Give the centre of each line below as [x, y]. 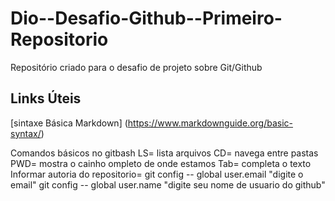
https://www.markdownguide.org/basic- [210, 123]
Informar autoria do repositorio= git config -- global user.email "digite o [157, 174]
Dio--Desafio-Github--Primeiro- [146, 18]
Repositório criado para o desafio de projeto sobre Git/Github [136, 67]
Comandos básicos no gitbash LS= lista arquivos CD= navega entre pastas [164, 153]
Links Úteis [46, 98]
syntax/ [26, 133]
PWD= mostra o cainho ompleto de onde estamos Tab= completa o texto [161, 163]
